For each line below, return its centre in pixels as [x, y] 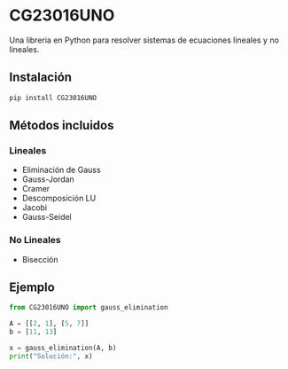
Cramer [36, 189]
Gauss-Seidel [47, 217]
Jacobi [35, 208]
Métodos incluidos [62, 126]
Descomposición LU [59, 198]
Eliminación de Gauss [61, 170]
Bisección [40, 259]
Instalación [41, 78]
